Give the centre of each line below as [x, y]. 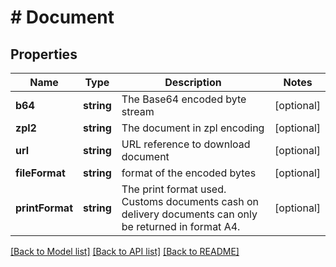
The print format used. [174, 189]
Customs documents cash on [190, 201]
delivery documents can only [189, 214]
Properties [44, 54]
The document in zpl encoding [193, 128]
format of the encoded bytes [189, 173]
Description [193, 82]
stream [138, 111]
